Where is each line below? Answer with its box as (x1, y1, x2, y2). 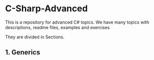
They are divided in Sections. (5, 34, 65, 40)
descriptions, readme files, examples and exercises (5, 24, 110, 30)
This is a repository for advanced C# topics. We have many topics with (5, 19, 150, 25)
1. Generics (5, 48, 41, 57)
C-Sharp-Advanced (5, 3, 88, 14)
